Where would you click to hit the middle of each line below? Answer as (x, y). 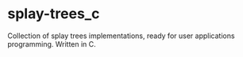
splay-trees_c (54, 14)
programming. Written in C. (52, 44)
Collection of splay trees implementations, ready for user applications (121, 36)
